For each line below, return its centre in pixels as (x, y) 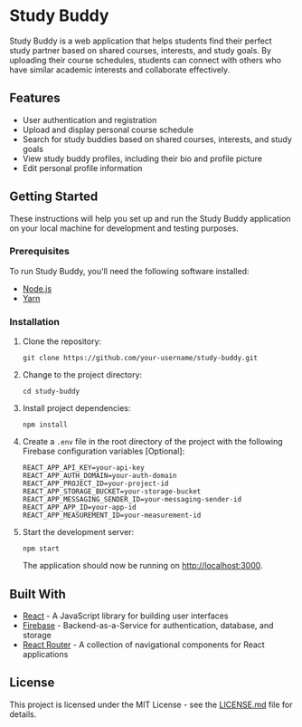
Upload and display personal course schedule (108, 129)
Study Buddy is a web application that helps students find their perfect (141, 41)
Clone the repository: (62, 341)
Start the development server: (78, 532)
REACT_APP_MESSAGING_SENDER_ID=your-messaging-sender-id (132, 500)
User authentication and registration (90, 120)
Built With (38, 594)
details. (23, 714)
